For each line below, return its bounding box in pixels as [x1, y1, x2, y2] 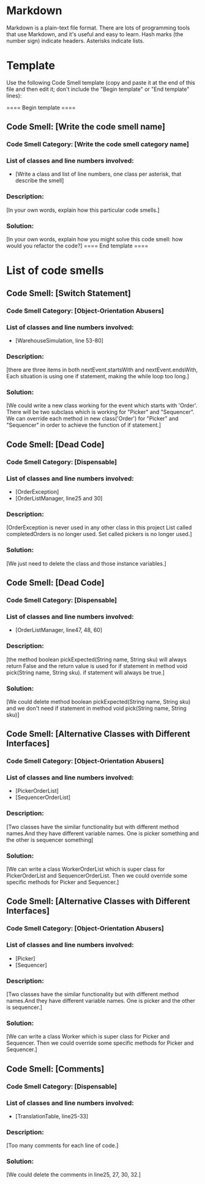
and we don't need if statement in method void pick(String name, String [6, 704, 187, 712]
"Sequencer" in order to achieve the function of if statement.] [6, 421, 161, 429]
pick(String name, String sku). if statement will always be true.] [6, 669, 165, 676]
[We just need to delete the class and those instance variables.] [6, 559, 166, 567]
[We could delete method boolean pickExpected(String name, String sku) [6, 698, 191, 705]
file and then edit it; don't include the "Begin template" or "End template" [6, 85, 190, 93]
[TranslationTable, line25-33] [15, 1112, 89, 1120]
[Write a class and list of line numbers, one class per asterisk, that [15, 170, 182, 178]
